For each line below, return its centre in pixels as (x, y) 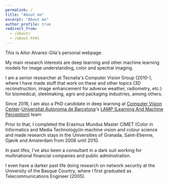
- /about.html (25, 39)
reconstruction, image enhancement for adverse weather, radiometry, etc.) (83, 88)
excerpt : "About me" (27, 19)
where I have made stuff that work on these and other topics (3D (73, 83)
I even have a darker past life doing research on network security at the (80, 165)
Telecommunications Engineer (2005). (45, 176)
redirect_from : (21, 29)
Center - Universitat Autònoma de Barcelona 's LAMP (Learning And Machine (84, 109)
